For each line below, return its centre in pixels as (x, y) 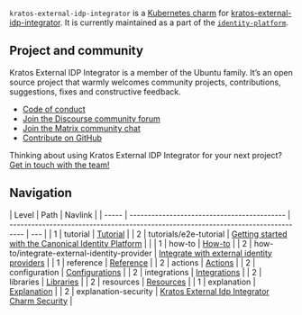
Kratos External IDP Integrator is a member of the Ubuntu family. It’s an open (151, 72)
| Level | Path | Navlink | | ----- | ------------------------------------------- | (150, 214)
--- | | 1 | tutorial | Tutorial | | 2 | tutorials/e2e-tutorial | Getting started (159, 234)
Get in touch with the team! (59, 165)
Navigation (41, 193)
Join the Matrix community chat (82, 128)
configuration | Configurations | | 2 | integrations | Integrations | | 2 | (136, 272)
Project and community (77, 51)
